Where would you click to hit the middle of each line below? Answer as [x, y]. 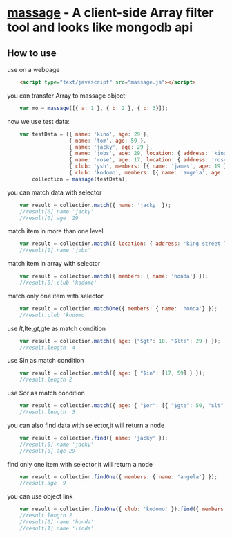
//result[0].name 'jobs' [55, 251]
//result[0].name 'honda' [57, 522]
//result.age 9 [43, 483]
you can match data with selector [55, 192]
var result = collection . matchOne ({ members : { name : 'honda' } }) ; [118, 308]
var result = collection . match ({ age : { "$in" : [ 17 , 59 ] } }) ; [113, 373]
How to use [32, 53]
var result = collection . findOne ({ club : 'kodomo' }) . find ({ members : [123, 509]
